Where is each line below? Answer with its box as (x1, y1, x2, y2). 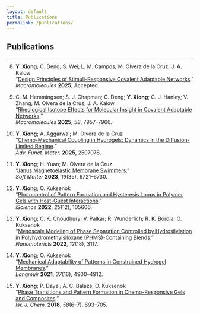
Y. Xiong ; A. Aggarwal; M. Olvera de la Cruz (15, 130, 123, 137)
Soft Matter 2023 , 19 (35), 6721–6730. (15, 173, 108, 180)
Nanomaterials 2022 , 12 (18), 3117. (15, 240, 99, 248)
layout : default (7, 8, 47, 15)
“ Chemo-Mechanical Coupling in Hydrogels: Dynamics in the (15, 137, 164, 144)
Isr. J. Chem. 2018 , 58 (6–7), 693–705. (15, 301, 108, 309)
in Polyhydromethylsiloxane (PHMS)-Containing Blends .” (15, 234, 154, 241)
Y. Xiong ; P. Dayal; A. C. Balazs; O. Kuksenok (15, 283, 126, 290)
